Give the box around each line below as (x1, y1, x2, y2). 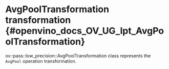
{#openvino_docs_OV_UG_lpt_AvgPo (5, 25, 164, 37)
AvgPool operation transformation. (5, 58, 77, 64)
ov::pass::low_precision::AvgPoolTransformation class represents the (5, 52, 151, 59)
